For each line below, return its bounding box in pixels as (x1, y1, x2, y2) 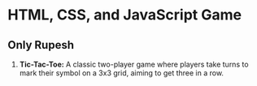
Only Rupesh (7, 38, 75, 52)
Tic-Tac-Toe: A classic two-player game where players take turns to (19, 59, 249, 69)
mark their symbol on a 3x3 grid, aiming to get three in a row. (19, 68, 224, 78)
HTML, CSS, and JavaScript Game (7, 6, 242, 24)
